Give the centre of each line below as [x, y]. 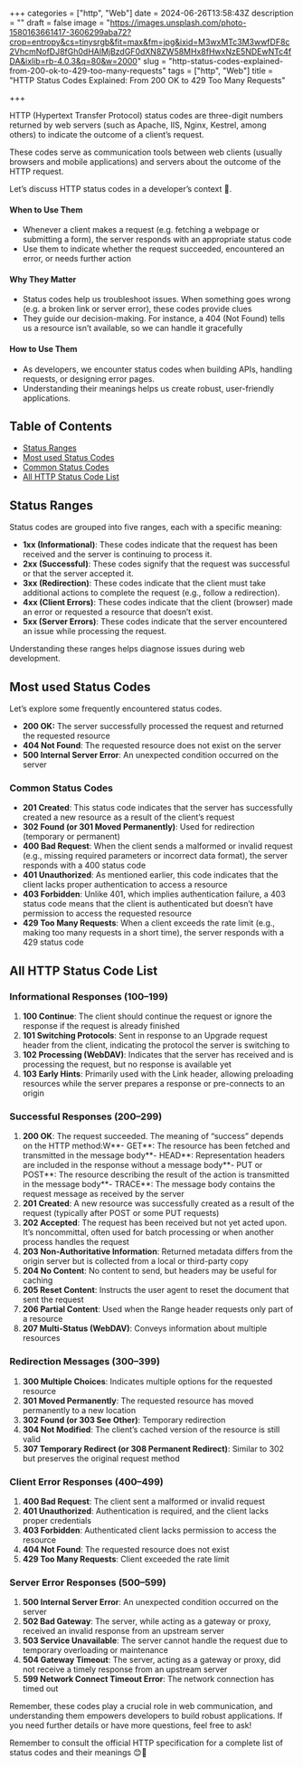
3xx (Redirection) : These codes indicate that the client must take [144, 584]
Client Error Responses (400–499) [87, 1481]
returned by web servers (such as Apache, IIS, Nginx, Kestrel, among [138, 125]
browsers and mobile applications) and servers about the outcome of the [145, 161]
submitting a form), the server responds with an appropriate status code [157, 240]
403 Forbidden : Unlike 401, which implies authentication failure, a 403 [154, 894]
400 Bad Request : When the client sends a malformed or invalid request [158, 846]
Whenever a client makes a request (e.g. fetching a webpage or [141, 230]
